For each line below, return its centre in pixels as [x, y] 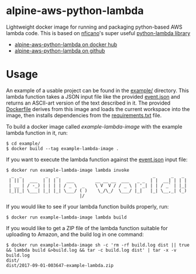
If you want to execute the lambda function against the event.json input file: [97, 159]
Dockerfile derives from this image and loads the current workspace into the [98, 109]
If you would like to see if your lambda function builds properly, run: [87, 206]
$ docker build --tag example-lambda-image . [62, 148]
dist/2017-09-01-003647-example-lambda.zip [60, 265]
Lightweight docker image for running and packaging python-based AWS [94, 27]
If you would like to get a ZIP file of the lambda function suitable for [87, 228]
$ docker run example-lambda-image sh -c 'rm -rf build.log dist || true [98, 245]
